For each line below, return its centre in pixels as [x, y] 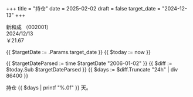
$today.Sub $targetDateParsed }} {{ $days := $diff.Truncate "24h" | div [92, 69]
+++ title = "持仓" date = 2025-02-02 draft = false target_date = [84, 8]
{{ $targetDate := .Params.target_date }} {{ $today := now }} [78, 52]
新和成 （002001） [29, 27]
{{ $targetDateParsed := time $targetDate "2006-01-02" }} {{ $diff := [89, 63]
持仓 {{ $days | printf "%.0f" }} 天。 [49, 88]
